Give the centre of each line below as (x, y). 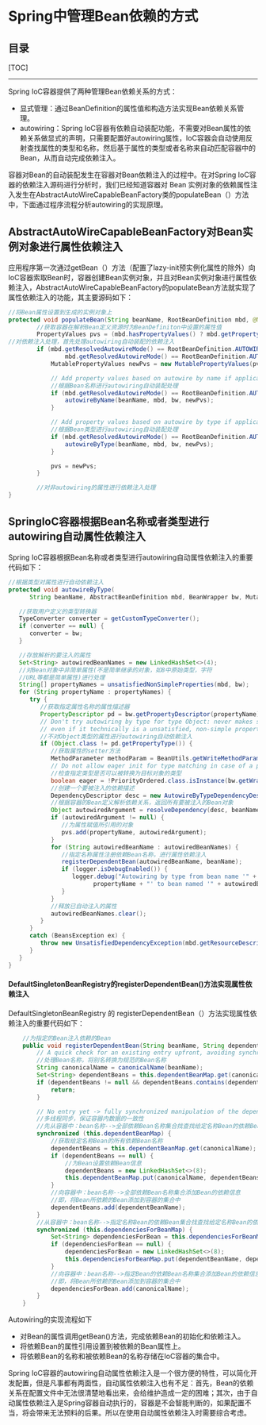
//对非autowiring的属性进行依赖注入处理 (96, 488)
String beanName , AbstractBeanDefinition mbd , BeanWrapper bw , (136, 597)
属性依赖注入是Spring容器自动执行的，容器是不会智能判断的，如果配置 (130, 1403)
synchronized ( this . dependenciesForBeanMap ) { (115, 1230)
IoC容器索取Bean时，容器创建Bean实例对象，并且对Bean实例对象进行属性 (129, 277)
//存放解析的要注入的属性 (55, 655)
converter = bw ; (56, 634)
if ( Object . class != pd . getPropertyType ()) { (116, 744)
